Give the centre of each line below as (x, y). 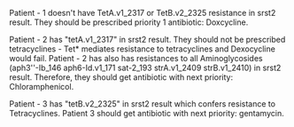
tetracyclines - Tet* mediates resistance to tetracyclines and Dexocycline (143, 49)
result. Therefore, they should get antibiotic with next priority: (121, 77)
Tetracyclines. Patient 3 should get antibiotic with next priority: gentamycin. (147, 113)
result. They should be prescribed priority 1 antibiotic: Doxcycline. (129, 22)
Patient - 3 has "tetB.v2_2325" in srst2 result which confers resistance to (143, 104)
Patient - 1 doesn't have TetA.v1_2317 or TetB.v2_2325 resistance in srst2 (143, 13)
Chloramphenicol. (42, 87)
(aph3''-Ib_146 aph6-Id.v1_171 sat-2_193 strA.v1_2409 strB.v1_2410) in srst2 (145, 67)
